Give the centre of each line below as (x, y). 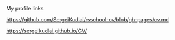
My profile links (25, 8)
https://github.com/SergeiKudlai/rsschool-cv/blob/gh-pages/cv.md (88, 19)
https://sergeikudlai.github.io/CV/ (47, 31)
